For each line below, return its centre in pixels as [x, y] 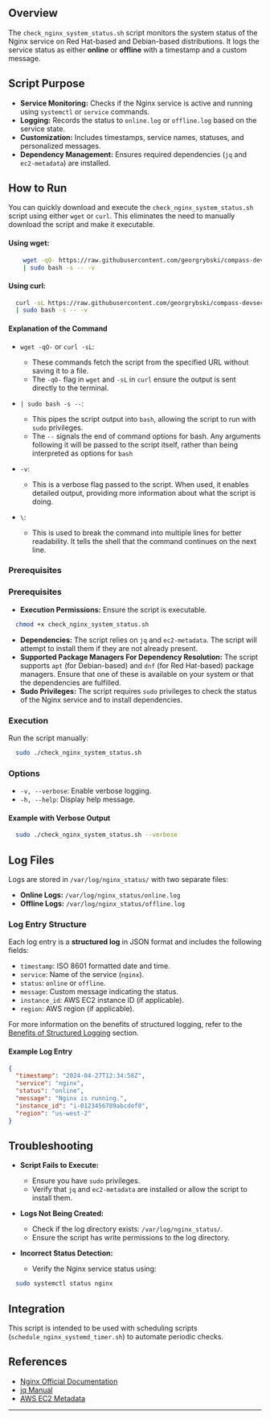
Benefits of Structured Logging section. [74, 1033]
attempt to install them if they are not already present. [109, 648]
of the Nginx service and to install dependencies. [101, 699]
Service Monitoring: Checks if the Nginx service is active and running [136, 103]
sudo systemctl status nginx [64, 1284]
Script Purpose [47, 84]
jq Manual [37, 1390]
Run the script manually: [49, 738]
